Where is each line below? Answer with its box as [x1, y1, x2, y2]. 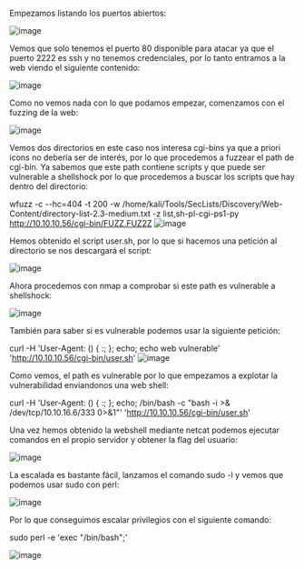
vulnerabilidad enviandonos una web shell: [9, 380, 170, 390]
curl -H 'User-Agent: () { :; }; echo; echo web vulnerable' [9, 343, 221, 354]
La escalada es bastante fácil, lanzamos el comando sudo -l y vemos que [9, 470, 284, 480]
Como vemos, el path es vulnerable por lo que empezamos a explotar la [9, 370, 279, 381]
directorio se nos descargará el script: [9, 245, 152, 255]
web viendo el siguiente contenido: [9, 63, 141, 73]
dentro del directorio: [9, 181, 89, 192]
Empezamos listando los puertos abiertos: [9, 8, 167, 18]
